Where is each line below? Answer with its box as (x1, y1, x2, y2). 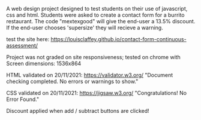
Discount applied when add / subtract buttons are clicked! (6, 107, 150, 114)
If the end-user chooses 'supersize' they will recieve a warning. (6, 24, 163, 31)
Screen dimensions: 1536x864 (6, 60, 82, 67)
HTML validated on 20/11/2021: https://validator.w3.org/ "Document (6, 72, 173, 78)
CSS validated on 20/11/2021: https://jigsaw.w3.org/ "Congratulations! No (6, 90, 187, 96)
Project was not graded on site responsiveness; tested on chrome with (6, 54, 181, 60)
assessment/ (6, 42, 38, 49)
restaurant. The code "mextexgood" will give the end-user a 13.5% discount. (6, 18, 196, 24)
